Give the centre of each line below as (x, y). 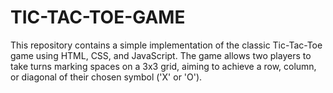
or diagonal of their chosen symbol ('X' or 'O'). (106, 77)
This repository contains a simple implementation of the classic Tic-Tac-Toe (166, 45)
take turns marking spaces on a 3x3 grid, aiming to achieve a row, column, (163, 66)
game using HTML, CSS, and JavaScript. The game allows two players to (161, 55)
